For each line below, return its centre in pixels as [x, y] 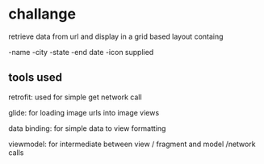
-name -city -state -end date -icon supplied [81, 52]
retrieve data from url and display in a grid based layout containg [116, 36]
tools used [36, 78]
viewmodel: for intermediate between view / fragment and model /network [132, 144]
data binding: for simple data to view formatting [87, 128]
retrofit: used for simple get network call [75, 97]
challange [42, 14]
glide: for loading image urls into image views [84, 112]
